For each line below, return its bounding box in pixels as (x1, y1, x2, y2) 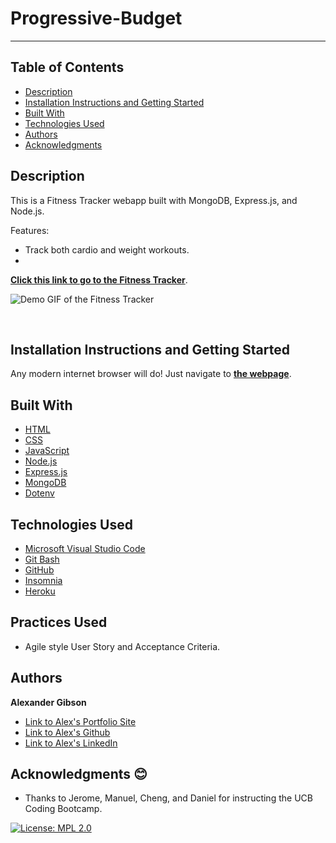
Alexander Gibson (10, 696, 87, 708)
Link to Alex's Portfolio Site (24, 715, 137, 727)
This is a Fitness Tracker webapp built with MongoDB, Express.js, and (10, 194, 298, 206)
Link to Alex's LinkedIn (24, 737, 118, 749)
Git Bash (24, 553, 60, 565)
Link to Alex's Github (24, 726, 111, 738)
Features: (10, 224, 50, 236)
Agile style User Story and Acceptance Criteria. (24, 640, 221, 652)
